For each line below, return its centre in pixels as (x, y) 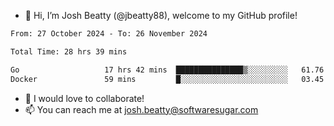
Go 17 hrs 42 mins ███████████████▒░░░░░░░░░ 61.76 (167, 70)
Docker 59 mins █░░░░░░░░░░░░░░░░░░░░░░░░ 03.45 (167, 79)
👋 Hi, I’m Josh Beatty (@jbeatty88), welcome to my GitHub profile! (161, 15)
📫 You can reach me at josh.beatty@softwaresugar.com (141, 109)
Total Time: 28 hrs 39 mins (69, 51)
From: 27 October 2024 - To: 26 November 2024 (109, 34)
